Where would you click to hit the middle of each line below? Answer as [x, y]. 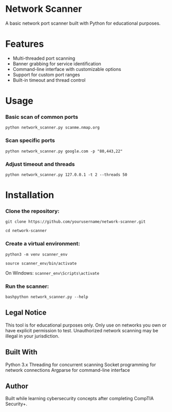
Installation [30, 195]
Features [25, 44]
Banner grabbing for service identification [57, 64]
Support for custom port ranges [46, 75]
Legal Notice [26, 312]
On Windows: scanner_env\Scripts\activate [52, 273]
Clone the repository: [33, 211]
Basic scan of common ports [42, 117]
